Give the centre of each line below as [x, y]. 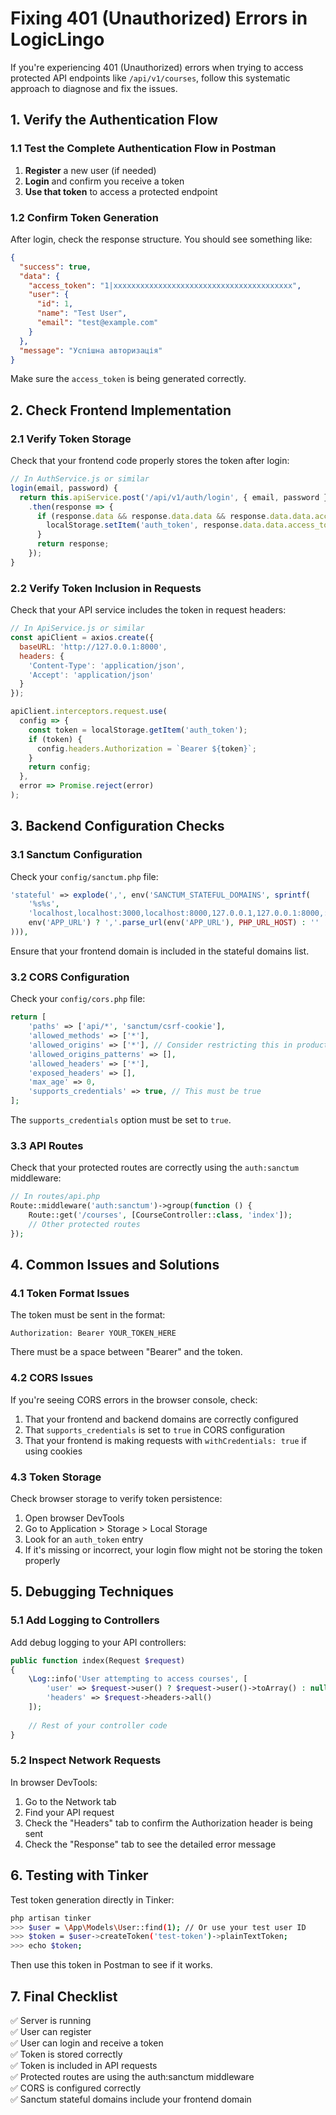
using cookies [53, 1451]
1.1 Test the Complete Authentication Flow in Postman [143, 149]
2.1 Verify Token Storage [71, 439]
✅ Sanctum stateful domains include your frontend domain [131, 2099]
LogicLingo [57, 39]
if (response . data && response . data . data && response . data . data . [175, 516]
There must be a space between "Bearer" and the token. [126, 1352]
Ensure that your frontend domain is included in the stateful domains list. [160, 951]
